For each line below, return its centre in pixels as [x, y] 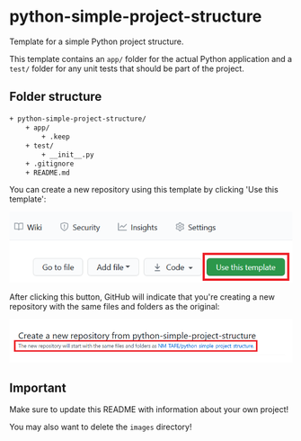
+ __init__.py [68, 155]
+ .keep [56, 137]
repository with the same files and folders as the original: [115, 306]
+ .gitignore [50, 164]
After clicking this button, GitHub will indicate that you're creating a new [142, 297]
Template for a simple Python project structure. [97, 41]
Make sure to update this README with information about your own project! [149, 409]
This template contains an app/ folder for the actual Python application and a [151, 58]
